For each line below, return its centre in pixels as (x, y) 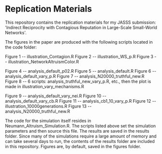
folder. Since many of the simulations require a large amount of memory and (81, 136)
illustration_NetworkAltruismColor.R (43, 62)
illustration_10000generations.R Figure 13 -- (48, 106)
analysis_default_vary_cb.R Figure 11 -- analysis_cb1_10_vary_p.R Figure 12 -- (81, 101)
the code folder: (21, 47)
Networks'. (16, 32)
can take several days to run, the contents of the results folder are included (80, 141)
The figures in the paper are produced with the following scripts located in (79, 42)
